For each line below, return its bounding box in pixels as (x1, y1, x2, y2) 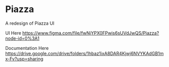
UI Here (5, 30, 21, 36)
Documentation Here (5, 45, 49, 51)
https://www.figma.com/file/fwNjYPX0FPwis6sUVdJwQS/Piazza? (22, 30, 159, 36)
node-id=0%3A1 (5, 35, 40, 41)
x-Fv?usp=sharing (5, 55, 44, 61)
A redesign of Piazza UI (5, 20, 55, 26)
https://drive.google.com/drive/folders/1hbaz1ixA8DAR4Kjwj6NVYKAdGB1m (5, 50, 164, 56)
